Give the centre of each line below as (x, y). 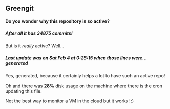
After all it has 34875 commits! (39, 33)
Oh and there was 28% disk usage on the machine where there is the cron (84, 86)
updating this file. (24, 91)
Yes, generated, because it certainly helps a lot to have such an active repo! (85, 75)
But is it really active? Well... (35, 46)
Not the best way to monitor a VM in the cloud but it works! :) (70, 101)
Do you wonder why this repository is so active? (58, 21)
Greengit (20, 8)
